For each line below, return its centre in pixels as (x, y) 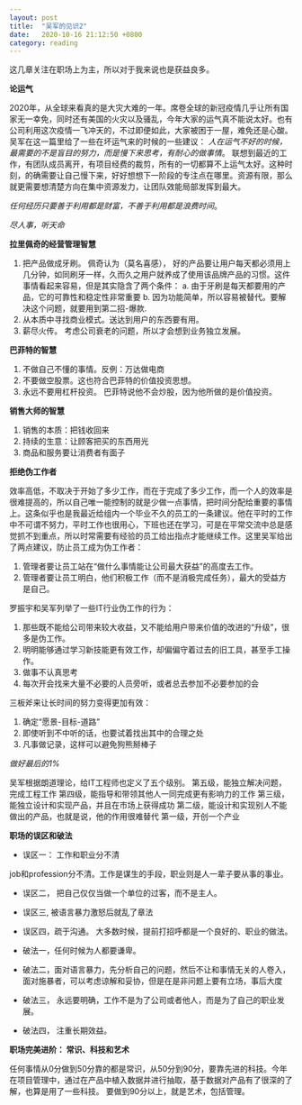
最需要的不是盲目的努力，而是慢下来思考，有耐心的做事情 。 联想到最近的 (144, 153)
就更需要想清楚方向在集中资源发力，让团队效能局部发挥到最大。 (127, 187)
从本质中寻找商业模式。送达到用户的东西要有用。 (113, 320)
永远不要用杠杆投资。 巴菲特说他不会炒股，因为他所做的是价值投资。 (149, 392)
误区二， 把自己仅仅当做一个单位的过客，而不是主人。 (122, 893)
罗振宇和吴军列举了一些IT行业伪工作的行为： (92, 608)
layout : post (34, 18)
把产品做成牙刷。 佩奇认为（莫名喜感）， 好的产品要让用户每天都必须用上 (156, 263)
